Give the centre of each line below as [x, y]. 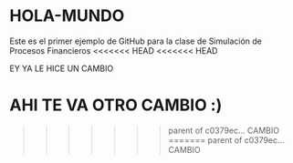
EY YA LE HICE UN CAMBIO [62, 68]
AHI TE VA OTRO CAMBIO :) [116, 105]
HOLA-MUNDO [67, 16]
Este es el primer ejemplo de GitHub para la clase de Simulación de [136, 41]
